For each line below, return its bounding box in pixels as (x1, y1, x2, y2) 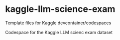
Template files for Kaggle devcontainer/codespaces (5, 20, 112, 26)
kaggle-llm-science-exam (5, 3, 116, 15)
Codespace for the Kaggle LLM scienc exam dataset (5, 29, 113, 35)
